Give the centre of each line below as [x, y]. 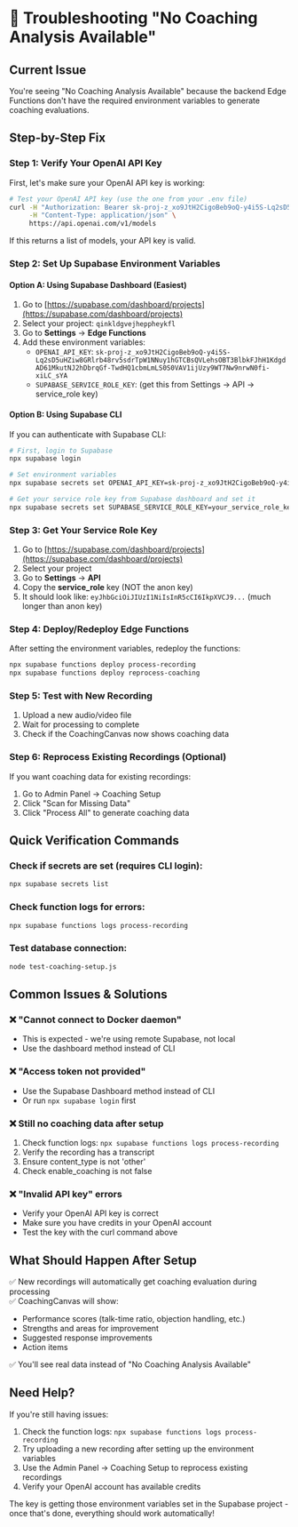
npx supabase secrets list [59, 884]
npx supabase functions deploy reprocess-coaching [105, 673]
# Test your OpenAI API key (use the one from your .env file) [129, 199]
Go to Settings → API [61, 578]
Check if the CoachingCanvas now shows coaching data [125, 734]
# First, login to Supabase [61, 451]
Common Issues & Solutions [88, 994]
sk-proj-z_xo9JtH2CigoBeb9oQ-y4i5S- [163, 353]
